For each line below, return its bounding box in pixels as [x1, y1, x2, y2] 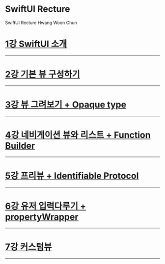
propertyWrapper [5, 211, 79, 222]
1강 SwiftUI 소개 [5, 38, 67, 50]
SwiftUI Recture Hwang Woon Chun [5, 20, 77, 26]
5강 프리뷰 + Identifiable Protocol [5, 170, 139, 181]
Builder [5, 140, 35, 151]
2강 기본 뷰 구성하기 [5, 69, 80, 80]
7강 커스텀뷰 [5, 241, 52, 252]
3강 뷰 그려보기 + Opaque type [5, 99, 127, 110]
